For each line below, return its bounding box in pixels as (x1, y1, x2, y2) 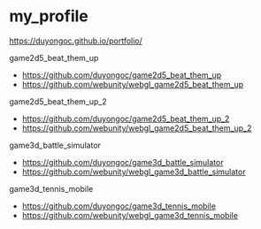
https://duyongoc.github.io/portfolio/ (9, 35, 143, 46)
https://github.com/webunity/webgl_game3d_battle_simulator (21, 166, 246, 177)
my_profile (9, 6, 88, 27)
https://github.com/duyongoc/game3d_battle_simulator (21, 156, 224, 167)
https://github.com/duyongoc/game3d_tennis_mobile (21, 201, 217, 211)
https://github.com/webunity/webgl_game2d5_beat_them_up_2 (21, 122, 252, 134)
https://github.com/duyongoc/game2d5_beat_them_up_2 (21, 113, 230, 124)
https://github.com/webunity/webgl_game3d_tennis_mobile (21, 210, 239, 220)
